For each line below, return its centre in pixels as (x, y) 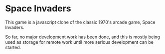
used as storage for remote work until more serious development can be (79, 42)
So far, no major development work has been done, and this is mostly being (83, 37)
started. (13, 47)
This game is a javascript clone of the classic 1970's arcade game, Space (80, 22)
